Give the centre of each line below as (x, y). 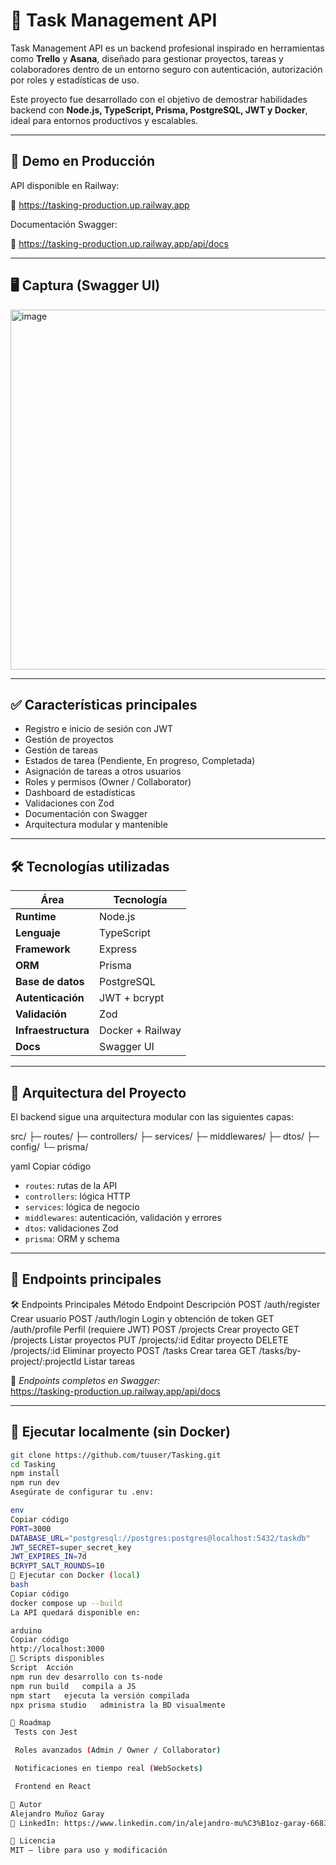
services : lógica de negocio (82, 1207)
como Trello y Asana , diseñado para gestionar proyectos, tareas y (147, 58)
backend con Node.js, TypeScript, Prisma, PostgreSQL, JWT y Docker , (159, 110)
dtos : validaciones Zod (71, 1228)
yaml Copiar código (51, 1166)
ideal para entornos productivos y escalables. (104, 120)
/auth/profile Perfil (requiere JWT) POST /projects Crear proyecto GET (155, 1329)
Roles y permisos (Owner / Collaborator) (108, 782)
